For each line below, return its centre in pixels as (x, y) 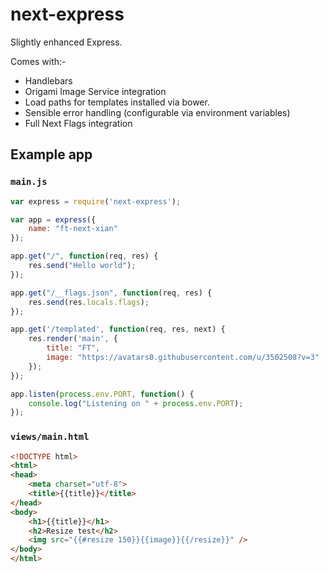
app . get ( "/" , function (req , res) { (84, 256)
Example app (51, 154)
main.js (29, 182)
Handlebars (48, 80)
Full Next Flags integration (78, 123)
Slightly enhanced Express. (66, 42)
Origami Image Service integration (95, 91)
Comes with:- (38, 61)
